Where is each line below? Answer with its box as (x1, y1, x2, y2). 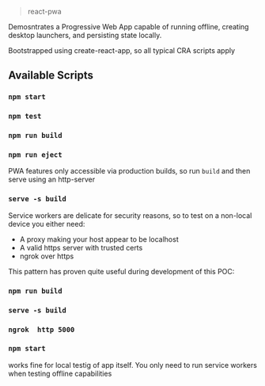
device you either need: (8, 219, 85, 228)
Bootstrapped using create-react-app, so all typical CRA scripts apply (8, 46, 236, 55)
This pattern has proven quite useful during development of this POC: (8, 266, 235, 276)
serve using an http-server (8, 174, 96, 185)
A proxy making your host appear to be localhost (19, 234, 180, 244)
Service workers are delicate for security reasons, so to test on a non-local (8, 210, 252, 220)
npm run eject (8, 151, 62, 159)
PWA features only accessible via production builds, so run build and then (8, 166, 251, 176)
